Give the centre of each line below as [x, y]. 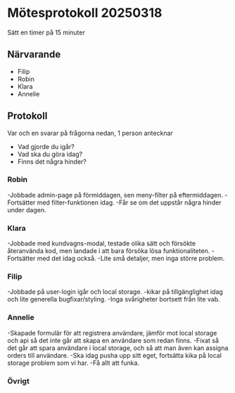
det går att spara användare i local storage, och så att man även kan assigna [118, 348]
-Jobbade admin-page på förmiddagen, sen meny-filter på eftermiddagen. [115, 195]
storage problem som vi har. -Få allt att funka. [73, 363]
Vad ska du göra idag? [50, 154]
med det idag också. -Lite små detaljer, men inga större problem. [131, 259]
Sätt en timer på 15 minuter [46, 32]
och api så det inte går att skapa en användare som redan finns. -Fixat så [113, 340]
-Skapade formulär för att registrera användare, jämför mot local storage [112, 333]
